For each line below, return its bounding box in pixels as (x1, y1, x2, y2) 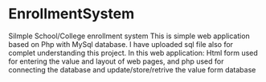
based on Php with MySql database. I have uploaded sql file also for (8, 39, 234, 49)
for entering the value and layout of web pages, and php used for (8, 57, 224, 66)
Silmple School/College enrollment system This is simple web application (8, 31, 251, 41)
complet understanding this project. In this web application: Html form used (8, 48, 259, 57)
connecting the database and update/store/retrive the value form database (8, 64, 256, 74)
